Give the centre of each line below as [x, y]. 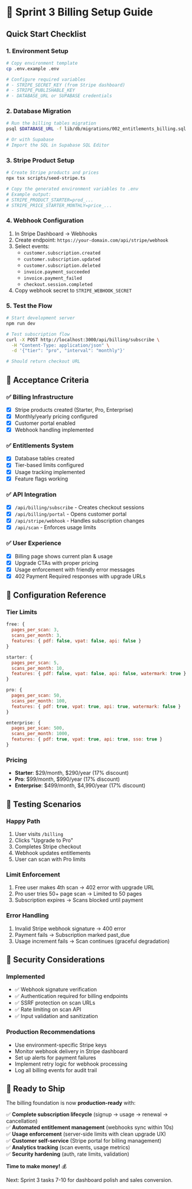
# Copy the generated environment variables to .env [72, 189]
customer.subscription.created [62, 253]
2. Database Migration [39, 111]
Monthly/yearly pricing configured [56, 416]
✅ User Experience [34, 543]
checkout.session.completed [58, 284]
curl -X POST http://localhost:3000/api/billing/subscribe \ [83, 340]
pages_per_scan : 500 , [38, 728]
